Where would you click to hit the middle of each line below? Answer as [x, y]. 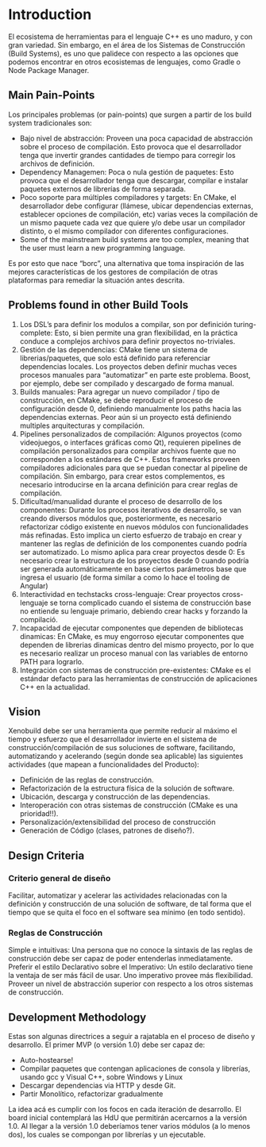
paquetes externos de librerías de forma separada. [103, 189]
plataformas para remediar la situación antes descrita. [96, 280]
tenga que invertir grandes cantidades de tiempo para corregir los [127, 155]
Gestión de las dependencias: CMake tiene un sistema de [114, 349]
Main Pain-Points [52, 96]
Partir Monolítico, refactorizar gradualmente [91, 1094]
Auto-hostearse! [46, 1060]
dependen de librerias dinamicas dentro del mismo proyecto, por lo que [137, 645]
